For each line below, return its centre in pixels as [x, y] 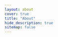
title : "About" [20, 18]
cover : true [17, 14]
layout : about [19, 9]
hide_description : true [29, 23]
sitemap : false [20, 27]
